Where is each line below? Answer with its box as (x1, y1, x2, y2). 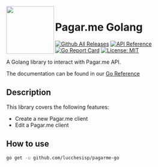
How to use (6, 139, 49, 149)
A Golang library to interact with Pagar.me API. (6, 58, 121, 65)
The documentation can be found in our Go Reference (6, 70, 140, 77)
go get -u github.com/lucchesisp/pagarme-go (6, 154, 120, 161)
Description (6, 87, 51, 98)
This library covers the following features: (6, 103, 109, 111)
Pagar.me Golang (55, 20, 143, 34)
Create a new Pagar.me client (14, 115, 88, 122)
